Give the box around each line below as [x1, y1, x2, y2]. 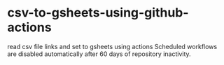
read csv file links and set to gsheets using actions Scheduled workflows [7, 42, 218, 50]
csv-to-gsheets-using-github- [7, 5, 189, 21]
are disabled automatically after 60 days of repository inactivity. [7, 50, 191, 58]
